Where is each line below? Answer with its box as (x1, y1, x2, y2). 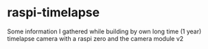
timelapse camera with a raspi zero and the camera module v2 (7, 34, 184, 42)
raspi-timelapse (7, 5, 100, 20)
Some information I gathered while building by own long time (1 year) (7, 27, 202, 35)
